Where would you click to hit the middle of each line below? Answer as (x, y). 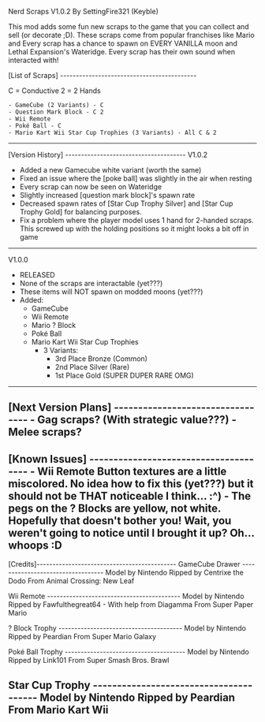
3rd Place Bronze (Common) (101, 359)
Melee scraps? (45, 432)
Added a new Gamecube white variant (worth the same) (110, 170)
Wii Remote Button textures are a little (132, 471)
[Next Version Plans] (60, 408)
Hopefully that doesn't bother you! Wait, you (120, 521)
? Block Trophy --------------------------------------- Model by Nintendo (127, 628)
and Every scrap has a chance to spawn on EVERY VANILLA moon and (123, 43)
